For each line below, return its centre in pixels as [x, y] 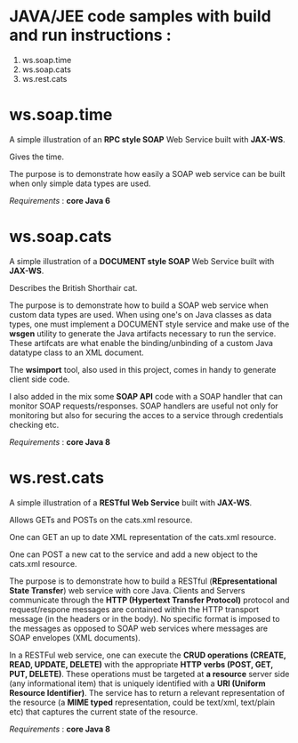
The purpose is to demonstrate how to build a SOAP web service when [139, 305]
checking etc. [34, 424]
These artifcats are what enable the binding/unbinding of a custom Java [141, 343]
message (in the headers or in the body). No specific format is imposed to [145, 618]
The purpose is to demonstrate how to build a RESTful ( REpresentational [143, 581]
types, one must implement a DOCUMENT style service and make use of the [149, 324]
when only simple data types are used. [80, 183]
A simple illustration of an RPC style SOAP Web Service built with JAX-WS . [148, 139]
